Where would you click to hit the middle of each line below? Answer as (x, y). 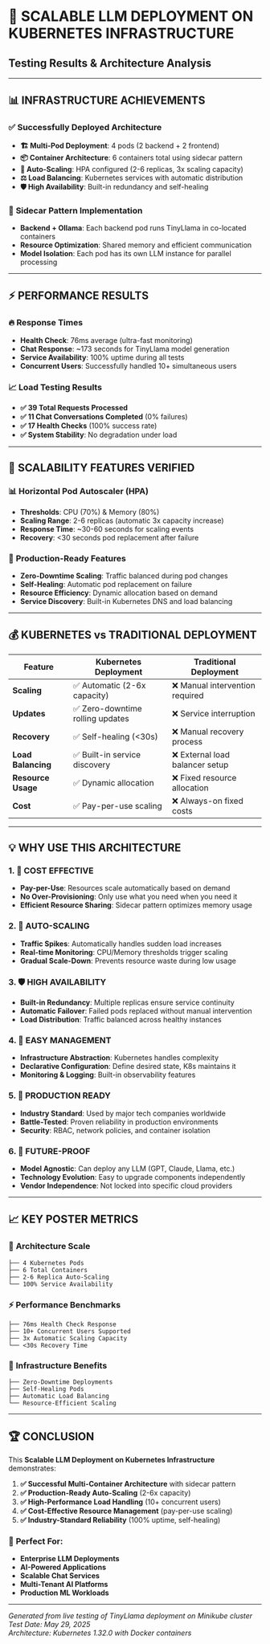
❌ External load (201, 754)
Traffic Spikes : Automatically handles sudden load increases (121, 944)
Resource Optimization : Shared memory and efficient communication (136, 245)
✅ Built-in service (107, 754)
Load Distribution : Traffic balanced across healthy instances (121, 1020)
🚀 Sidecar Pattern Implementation (76, 210)
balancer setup (200, 765)
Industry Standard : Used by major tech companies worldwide (123, 1113)
